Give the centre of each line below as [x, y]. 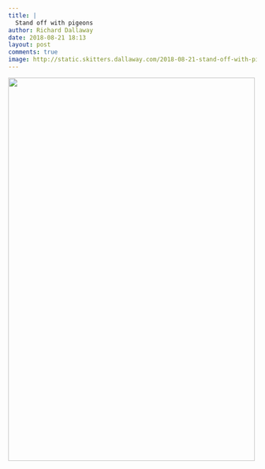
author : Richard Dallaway [50, 30]
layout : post [30, 45]
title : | [22, 15]
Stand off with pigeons [54, 23]
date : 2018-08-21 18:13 [47, 37]
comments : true [33, 52]
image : [19, 60]
